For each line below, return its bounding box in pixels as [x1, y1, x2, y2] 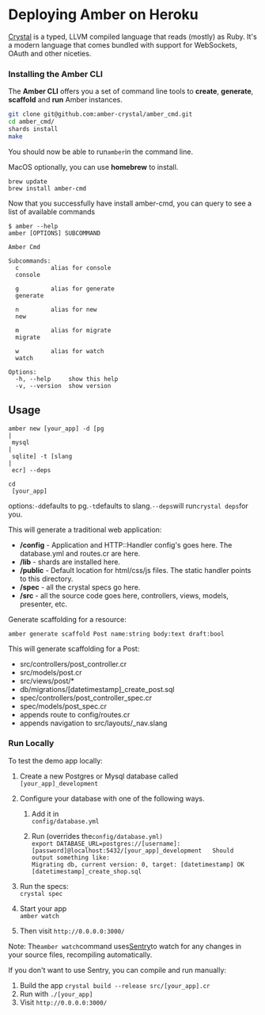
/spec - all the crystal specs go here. [19, 582, 141, 592]
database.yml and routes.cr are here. [19, 548, 141, 558]
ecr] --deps [11, 466, 51, 474]
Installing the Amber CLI [8, 68, 103, 79]
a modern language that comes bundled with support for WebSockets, [8, 40, 237, 49]
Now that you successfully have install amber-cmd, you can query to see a [8, 198, 252, 208]
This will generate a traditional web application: [8, 525, 162, 534]
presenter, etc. [19, 599, 68, 609]
